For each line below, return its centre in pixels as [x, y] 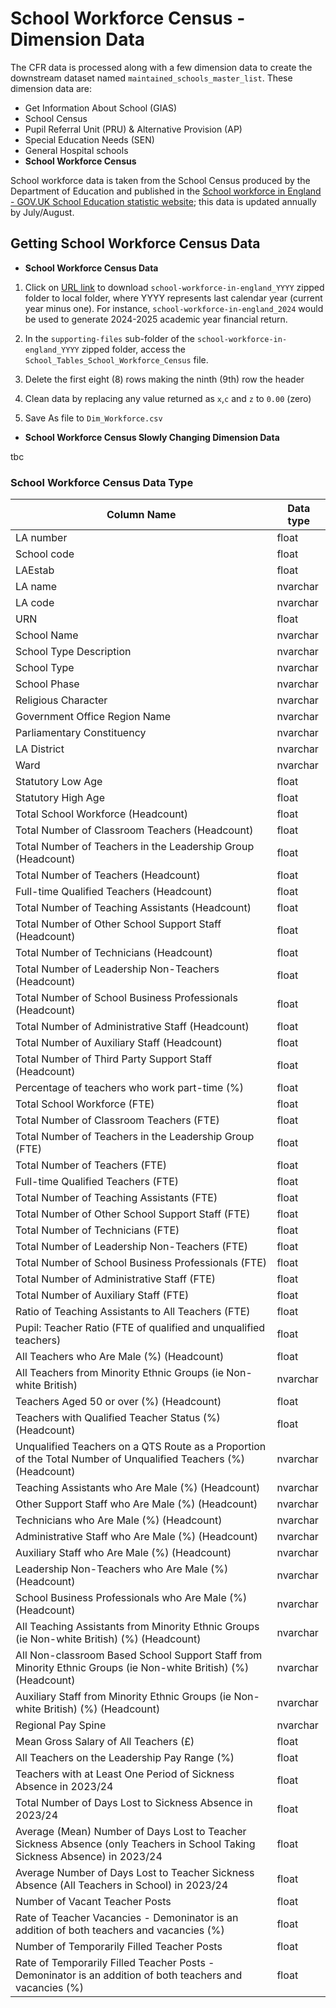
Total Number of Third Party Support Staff [114, 1059]
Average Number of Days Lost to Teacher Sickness [135, 1873]
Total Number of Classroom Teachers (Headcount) [134, 830]
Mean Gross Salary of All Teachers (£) [105, 1742]
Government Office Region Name [93, 717]
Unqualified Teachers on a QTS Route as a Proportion [141, 1447]
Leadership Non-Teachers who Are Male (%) [122, 1569]
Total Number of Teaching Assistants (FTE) [116, 1198]
